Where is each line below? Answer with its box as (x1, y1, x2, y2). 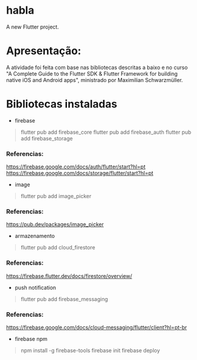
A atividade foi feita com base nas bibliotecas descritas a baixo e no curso (6, 64, 188, 71)
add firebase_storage (20, 134, 73, 142)
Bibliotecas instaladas (6, 98, 117, 111)
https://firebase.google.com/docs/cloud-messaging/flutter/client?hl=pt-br (6, 324, 188, 331)
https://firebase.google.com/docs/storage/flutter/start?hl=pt (6, 170, 154, 177)
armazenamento (14, 233, 55, 240)
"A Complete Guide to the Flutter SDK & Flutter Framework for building (6, 70, 178, 77)
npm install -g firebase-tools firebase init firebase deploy (20, 347, 160, 354)
